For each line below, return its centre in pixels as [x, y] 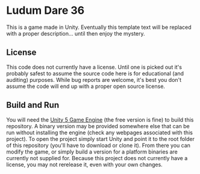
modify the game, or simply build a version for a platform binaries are [92, 152]
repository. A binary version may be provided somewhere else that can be [98, 126]
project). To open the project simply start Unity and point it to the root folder [100, 138]
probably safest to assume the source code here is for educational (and [95, 73]
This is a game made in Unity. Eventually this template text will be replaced [99, 27]
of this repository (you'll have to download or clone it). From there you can [98, 145]
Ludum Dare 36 [45, 11]
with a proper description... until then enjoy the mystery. [76, 33]
